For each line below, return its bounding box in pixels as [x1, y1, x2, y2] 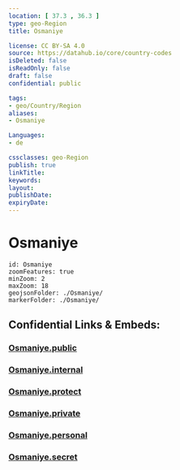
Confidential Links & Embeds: [8, 318, 161, 332]
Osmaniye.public [8, 343, 77, 354]
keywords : [8, 176, 42, 184]
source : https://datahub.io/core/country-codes [8, 50, 173, 58]
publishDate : [8, 192, 53, 200]
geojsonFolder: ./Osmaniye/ [8, 289, 104, 297]
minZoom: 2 [8, 274, 45, 282]
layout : [8, 183, 35, 192]
